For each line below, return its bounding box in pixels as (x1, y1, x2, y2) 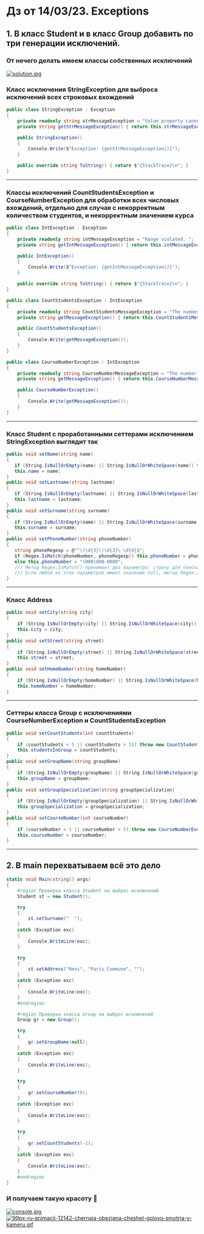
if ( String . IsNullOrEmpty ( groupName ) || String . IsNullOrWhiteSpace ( (17, 770, 194, 776)
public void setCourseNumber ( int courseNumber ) (6, 815, 129, 821)
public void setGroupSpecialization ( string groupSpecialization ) (6, 787, 175, 793)
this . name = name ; (14, 468, 61, 474)
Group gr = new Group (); (17, 1017, 80, 1023)
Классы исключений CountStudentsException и (6, 188, 154, 197)
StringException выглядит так (6, 437, 98, 445)
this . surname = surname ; (14, 525, 78, 531)
